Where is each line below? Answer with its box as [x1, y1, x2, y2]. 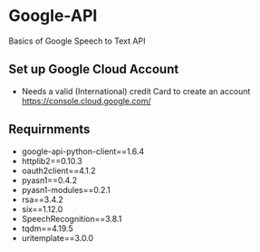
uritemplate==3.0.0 [21, 232, 94, 243]
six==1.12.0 [21, 203, 63, 214]
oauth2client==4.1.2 [21, 165, 96, 176]
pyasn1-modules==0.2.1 [21, 184, 111, 195]
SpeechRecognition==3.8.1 [21, 213, 122, 224]
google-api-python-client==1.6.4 [21, 146, 145, 157]
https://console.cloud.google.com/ [21, 95, 151, 106]
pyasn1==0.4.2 [21, 174, 78, 186]
